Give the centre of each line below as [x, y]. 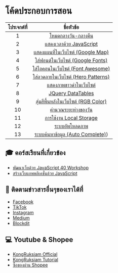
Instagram [23, 212]
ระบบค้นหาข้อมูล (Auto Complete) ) [71, 134]
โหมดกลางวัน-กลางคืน [71, 35]
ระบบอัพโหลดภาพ [71, 126]
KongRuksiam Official [35, 254]
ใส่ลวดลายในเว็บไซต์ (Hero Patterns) [71, 77]
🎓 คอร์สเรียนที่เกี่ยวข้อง [35, 153]
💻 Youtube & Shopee [39, 239]
